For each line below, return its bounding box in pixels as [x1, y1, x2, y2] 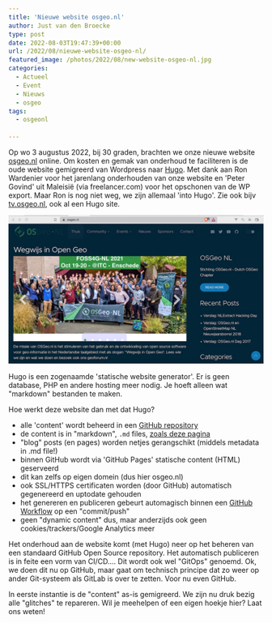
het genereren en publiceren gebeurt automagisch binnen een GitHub [19, 498, 253, 508]
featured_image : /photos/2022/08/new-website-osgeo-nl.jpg [8, 56, 212, 64]
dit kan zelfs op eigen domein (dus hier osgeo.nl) [19, 472, 184, 482]
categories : [8, 65, 49, 73]
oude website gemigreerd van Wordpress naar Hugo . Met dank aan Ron [8, 164, 248, 174]
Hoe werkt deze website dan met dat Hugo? [8, 405, 155, 415]
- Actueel [15, 73, 49, 81]
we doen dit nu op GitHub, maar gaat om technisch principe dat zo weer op [8, 565, 260, 575]
